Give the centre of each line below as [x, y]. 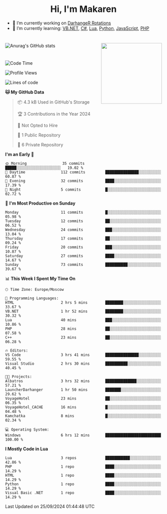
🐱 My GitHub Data [25, 92]
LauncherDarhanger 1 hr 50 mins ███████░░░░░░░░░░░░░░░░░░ [83, 390]
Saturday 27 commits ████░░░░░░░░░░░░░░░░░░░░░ [83, 256]
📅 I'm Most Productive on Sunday [40, 203]
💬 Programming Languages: [32, 298]
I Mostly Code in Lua [27, 449]
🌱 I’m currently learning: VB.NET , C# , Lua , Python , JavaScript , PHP [81, 28]
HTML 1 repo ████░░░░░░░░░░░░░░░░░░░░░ [83, 476]
